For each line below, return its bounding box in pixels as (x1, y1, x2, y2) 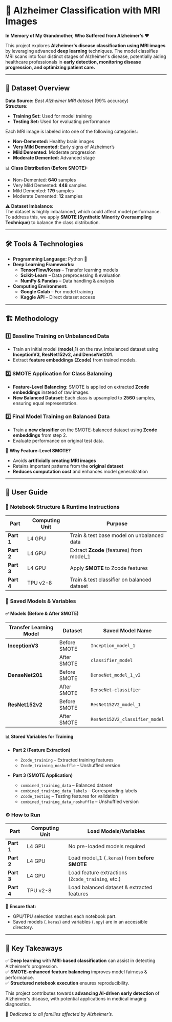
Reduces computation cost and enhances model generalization (12, 468, 148, 474)
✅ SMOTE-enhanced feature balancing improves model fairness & (5, 969, 147, 975)
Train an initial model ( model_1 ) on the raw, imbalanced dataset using (12, 346, 159, 352)
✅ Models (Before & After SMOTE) (5, 610, 79, 617)
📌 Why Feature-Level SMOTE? (5, 447, 71, 453)
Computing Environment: (12, 283, 68, 289)
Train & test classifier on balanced (70, 576, 152, 583)
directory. (12, 924, 33, 930)
